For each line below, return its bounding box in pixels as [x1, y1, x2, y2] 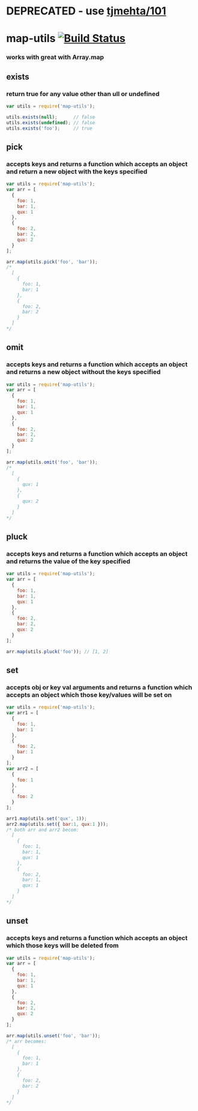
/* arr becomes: [6, 1038, 47, 1044]
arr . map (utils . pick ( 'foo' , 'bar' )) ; [6, 259, 98, 265]
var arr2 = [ [6, 765, 39, 772]
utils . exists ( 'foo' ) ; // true [6, 125, 93, 131]
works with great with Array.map [6, 53, 104, 61]
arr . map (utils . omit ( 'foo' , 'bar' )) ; [6, 459, 98, 465]
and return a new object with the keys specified [6, 167, 148, 175]
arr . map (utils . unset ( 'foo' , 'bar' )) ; [6, 1032, 101, 1039]
